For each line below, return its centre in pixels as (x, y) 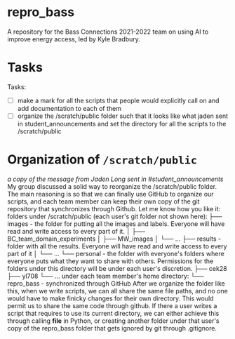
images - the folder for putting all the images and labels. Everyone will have (116, 224)
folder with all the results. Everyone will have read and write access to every (117, 246)
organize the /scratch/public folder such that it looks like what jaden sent (123, 116)
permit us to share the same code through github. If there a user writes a (112, 305)
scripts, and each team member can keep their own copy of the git (103, 201)
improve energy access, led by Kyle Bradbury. (74, 39)
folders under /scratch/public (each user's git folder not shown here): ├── (115, 216)
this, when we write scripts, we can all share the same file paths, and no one (117, 291)
